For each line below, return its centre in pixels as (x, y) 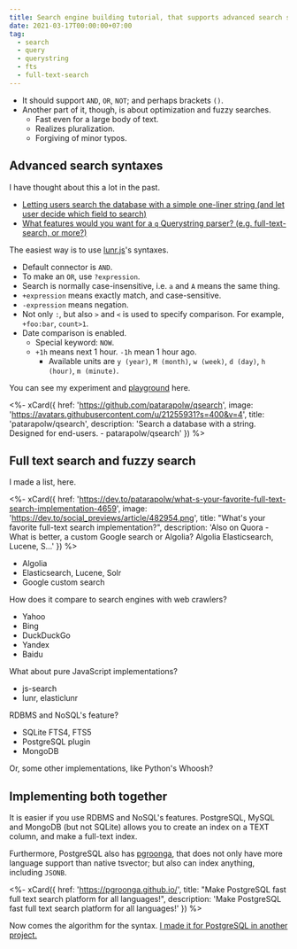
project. (23, 935)
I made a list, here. (43, 482)
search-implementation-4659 (63, 509)
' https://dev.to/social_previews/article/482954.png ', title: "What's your (137, 518)
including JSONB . (38, 873)
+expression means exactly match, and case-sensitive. (122, 295)
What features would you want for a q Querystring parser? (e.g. (137, 223)
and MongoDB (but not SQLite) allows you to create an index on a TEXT (139, 827)
